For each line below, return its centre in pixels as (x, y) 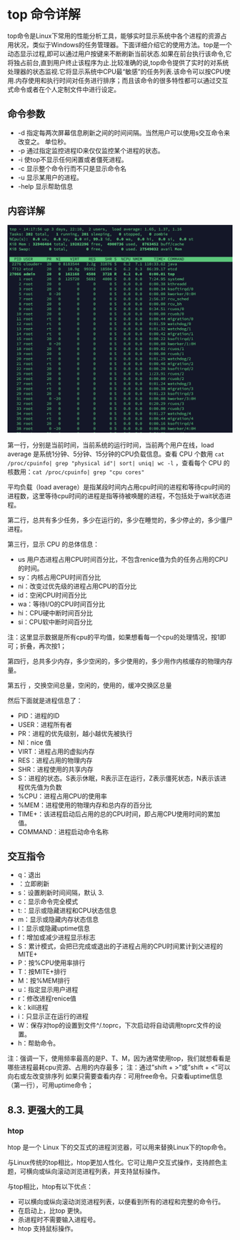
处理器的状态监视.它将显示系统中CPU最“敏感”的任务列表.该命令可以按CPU (116, 71)
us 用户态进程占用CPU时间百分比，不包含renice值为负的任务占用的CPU (123, 559)
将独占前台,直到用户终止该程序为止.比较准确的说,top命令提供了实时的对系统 (118, 62)
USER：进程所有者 (45, 724)
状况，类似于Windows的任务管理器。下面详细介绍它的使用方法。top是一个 (122, 44)
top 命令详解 (44, 15)
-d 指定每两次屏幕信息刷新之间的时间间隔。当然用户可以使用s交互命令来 (124, 132)
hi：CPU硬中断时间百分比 (55, 612)
